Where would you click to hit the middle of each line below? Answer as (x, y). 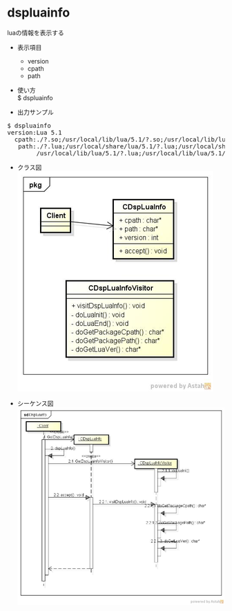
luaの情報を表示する (36, 32)
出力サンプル (35, 112)
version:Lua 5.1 (35, 132)
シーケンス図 (35, 403)
